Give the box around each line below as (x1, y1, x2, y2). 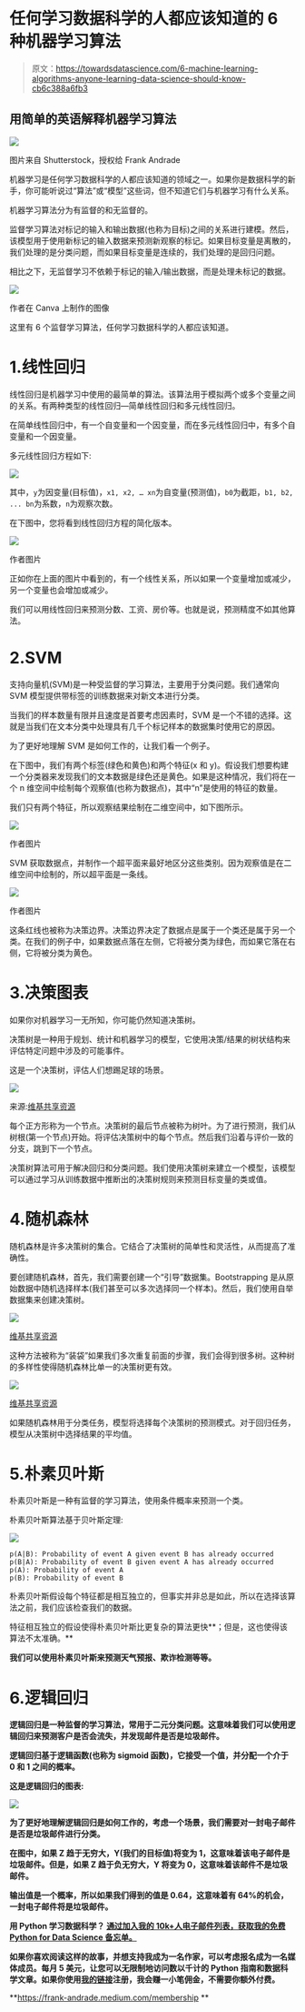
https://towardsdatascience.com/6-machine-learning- (55, 63, 259, 74)
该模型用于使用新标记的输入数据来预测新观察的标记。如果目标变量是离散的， (9, 235, 296, 246)
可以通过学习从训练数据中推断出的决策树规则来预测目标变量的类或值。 (9, 1173, 272, 1184)
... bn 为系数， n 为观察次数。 (9, 498, 118, 509)
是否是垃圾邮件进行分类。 (9, 1828, 105, 1839)
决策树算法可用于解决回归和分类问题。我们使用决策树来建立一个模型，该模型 (9, 1162, 296, 1173)
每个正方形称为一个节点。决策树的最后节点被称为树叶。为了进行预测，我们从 (9, 1120, 296, 1131)
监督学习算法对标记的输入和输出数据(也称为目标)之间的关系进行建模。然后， (9, 224, 294, 235)
